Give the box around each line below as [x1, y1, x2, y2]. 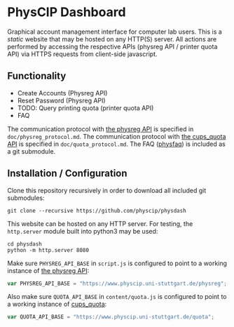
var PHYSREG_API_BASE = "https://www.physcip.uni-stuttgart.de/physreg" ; [7, 280, 228, 287]
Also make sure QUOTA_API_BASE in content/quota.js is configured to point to [7, 293, 227, 301]
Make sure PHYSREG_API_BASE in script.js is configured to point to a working [7, 259, 228, 267]
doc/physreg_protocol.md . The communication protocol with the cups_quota [7, 132, 226, 140]
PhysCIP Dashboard [7, 4, 126, 20]
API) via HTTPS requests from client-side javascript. [7, 50, 158, 58]
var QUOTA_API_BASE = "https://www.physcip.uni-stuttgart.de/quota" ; [7, 314, 215, 321]
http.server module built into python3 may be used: [7, 227, 158, 235]
